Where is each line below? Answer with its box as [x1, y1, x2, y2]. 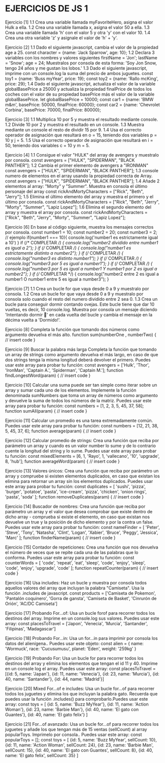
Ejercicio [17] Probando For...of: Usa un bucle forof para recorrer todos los [5, 610, 155, 616]
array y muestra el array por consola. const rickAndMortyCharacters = [5, 209, 148, 215]
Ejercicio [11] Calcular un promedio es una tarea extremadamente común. [5, 418, 153, 423]
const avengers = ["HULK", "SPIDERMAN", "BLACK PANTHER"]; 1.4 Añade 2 [5, 178, 160, 184]
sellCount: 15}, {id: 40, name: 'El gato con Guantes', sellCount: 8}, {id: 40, [5, 747, 153, 753]
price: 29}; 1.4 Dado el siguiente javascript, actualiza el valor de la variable [5, 80, 156, 86]
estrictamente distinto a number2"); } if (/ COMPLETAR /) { [5, 250, 124, 256]
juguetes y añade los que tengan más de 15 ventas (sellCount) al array [5, 726, 147, 732]
